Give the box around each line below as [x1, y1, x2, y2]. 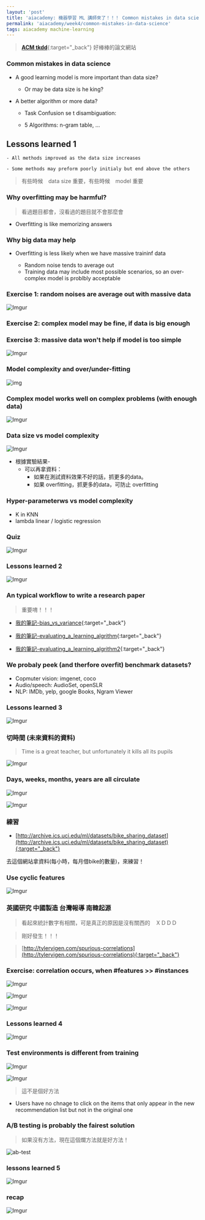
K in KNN [15, 511, 39, 518]
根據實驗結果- [15, 458, 51, 465]
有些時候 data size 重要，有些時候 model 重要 [21, 178, 144, 185]
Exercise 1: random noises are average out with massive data [6, 289, 192, 298]
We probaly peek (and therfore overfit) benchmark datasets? [6, 661, 192, 669]
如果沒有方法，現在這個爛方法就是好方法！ [21, 1136, 129, 1143]
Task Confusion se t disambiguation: [24, 109, 117, 117]
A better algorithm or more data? [15, 97, 98, 104]
